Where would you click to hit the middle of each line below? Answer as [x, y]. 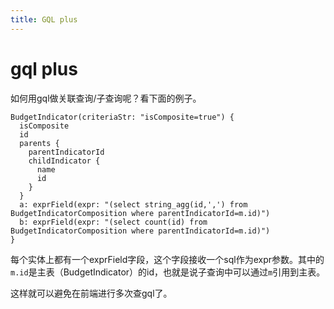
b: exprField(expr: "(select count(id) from [113, 222]
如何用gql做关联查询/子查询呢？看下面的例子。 [106, 98]
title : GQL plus [44, 19]
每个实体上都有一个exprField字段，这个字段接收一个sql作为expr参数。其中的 [167, 259]
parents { [39, 143]
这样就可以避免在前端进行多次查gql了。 [91, 293]
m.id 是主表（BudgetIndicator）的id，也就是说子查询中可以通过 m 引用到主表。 [168, 272]
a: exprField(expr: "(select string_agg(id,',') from [133, 204]
